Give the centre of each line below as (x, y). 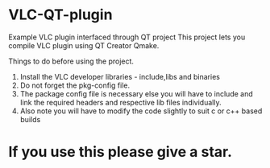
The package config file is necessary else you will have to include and (137, 93)
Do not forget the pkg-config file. (75, 85)
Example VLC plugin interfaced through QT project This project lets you (127, 37)
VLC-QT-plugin (60, 15)
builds (30, 119)
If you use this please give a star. (120, 152)
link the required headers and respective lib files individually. (120, 102)
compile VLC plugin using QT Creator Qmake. (84, 45)
